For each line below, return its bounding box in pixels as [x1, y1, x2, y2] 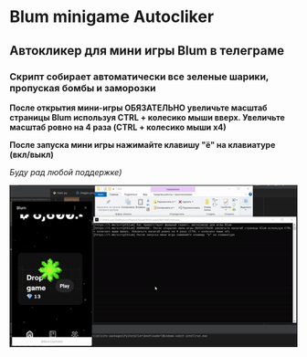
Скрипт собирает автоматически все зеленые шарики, [9, 70, 270, 83]
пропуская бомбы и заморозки [9, 81, 156, 94]
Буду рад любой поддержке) [9, 166, 122, 177]
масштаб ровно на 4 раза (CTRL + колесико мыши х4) [9, 121, 227, 132]
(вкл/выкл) [9, 149, 54, 160]
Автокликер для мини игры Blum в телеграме [9, 43, 285, 58]
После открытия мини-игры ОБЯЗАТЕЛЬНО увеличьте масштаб [9, 102, 268, 113]
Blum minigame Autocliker [9, 6, 215, 27]
